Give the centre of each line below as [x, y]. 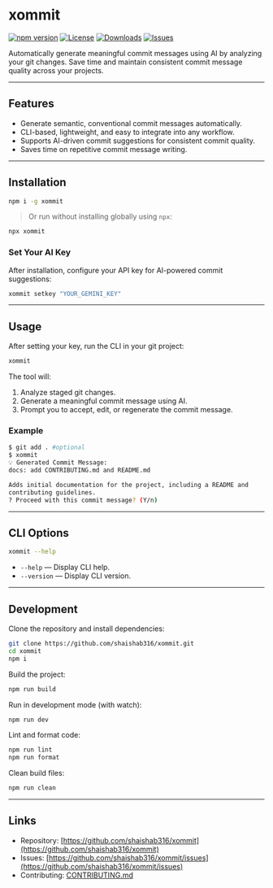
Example [26, 431]
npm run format [34, 758]
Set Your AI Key [40, 252]
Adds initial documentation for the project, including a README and [129, 485]
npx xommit [27, 232]
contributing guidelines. [52, 492]
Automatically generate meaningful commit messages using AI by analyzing [135, 53]
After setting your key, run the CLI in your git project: [96, 346]
